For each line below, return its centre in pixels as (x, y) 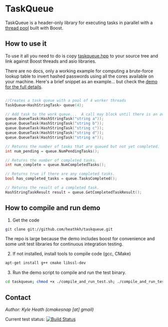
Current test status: (25, 319)
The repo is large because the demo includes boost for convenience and (80, 239)
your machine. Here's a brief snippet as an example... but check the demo (81, 81)
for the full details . (24, 87)
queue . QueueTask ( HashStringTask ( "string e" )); (54, 137)
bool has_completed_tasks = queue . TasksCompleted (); (61, 179)
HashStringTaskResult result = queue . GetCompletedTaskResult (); (73, 192)
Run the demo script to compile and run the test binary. (69, 273)
